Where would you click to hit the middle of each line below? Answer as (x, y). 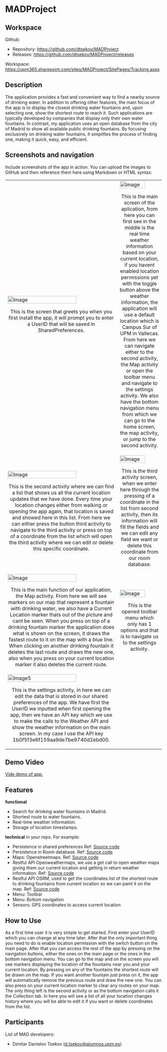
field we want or (140, 539)
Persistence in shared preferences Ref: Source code (66, 847)
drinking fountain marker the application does (61, 627)
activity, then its (139, 514)
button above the (139, 290)
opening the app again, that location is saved (61, 511)
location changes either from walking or (61, 505)
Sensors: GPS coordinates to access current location (66, 905)
